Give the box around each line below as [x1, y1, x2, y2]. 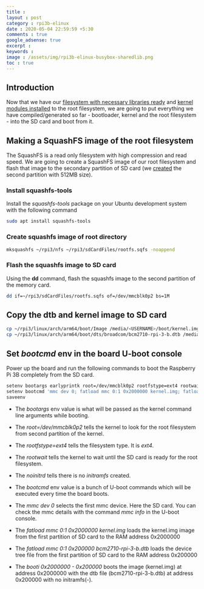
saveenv [6, 394, 26, 400]
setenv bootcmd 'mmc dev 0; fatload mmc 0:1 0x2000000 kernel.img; [6, 388, 181, 394]
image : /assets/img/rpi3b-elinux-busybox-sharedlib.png [6, 54, 154, 60]
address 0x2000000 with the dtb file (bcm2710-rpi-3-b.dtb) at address [15, 570, 194, 577]
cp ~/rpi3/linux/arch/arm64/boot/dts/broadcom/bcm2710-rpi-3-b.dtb [6, 332, 181, 338]
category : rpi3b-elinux [6, 20, 69, 26]
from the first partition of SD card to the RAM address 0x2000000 [15, 533, 180, 540]
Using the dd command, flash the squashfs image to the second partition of [6, 274, 195, 282]
